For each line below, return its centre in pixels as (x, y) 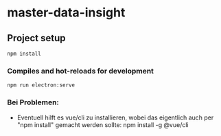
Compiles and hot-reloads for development (81, 71)
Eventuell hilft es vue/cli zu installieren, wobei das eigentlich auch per (115, 117)
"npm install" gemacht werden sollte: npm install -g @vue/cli (103, 124)
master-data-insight (66, 13)
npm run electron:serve (41, 85)
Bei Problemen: (33, 102)
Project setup (37, 38)
